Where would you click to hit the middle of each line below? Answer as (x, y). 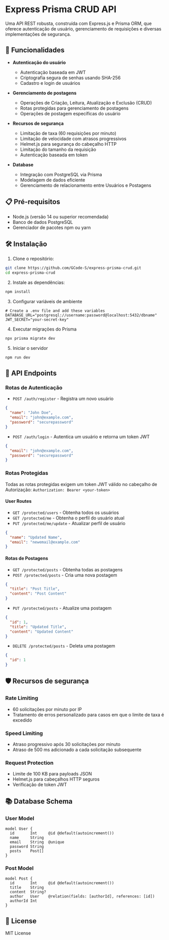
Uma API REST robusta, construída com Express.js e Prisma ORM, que (78, 23)
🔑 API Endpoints (31, 374)
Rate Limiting (22, 698)
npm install (18, 292)
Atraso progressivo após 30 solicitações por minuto (66, 744)
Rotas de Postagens (27, 558)
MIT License (18, 933)
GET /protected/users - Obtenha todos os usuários (66, 512)
